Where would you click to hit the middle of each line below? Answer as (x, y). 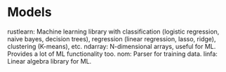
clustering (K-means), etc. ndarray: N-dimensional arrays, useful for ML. (112, 46)
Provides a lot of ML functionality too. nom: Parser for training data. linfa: (112, 54)
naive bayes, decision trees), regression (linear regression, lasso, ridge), (112, 38)
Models (29, 12)
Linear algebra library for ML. (49, 61)
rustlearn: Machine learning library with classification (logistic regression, (113, 31)
